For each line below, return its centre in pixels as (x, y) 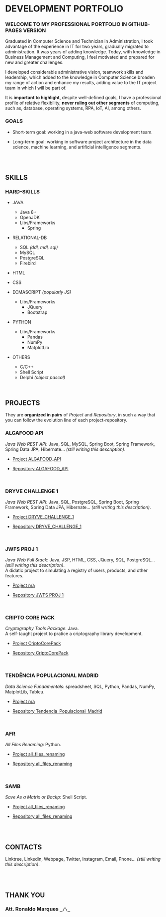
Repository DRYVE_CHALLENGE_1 (47, 526)
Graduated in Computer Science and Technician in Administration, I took (79, 41)
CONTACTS (24, 847)
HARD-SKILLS (22, 192)
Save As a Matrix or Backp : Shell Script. (46, 797)
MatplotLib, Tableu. (25, 692)
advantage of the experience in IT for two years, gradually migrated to (77, 47)
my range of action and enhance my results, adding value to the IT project (81, 83)
